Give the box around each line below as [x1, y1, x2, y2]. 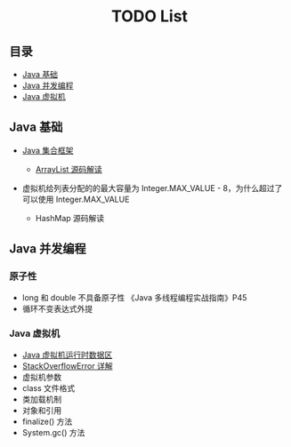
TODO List [110, 6, 189, 27]
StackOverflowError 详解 [21, 360, 113, 371]
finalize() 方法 [21, 416, 73, 427]
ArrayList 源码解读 [35, 164, 102, 174]
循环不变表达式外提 [21, 303, 93, 314]
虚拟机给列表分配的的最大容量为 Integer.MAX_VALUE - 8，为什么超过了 [21, 182, 283, 193]
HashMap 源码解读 [35, 212, 105, 223]
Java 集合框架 [21, 145, 74, 156]
